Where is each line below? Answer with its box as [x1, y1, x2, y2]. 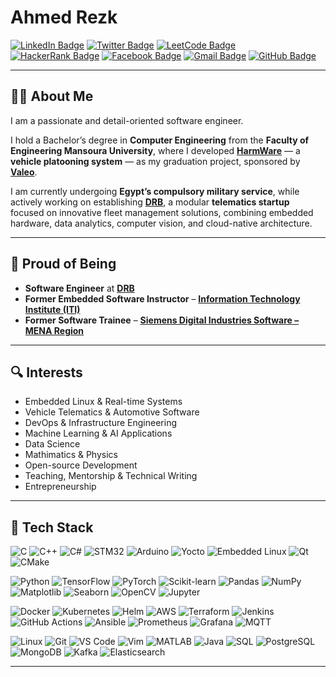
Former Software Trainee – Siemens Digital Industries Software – [24, 314, 300, 326]
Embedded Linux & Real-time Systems [24, 396, 183, 408]
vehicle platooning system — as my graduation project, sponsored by [10, 155, 301, 167]
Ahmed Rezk [10, 6, 118, 29]
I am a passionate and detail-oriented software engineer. [10, 114, 244, 126]
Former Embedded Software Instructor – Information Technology [24, 292, 301, 305]
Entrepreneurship [24, 481, 97, 493]
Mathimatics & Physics [24, 449, 118, 461]
